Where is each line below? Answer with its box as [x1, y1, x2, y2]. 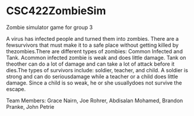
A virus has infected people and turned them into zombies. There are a [6, 35, 179, 42]
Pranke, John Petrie [6, 103, 55, 110]
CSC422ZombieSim [6, 4, 106, 18]
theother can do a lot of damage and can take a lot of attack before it [6, 60, 175, 67]
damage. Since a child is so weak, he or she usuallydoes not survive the [6, 79, 182, 86]
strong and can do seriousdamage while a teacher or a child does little [6, 73, 179, 80]
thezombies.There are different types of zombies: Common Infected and [6, 47, 183, 54]
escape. [6, 85, 26, 92]
